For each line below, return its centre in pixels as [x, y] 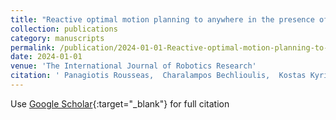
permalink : [33, 47]
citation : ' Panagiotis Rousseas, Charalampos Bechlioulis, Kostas [158, 76]
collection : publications [64, 29]
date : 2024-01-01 [46, 57]
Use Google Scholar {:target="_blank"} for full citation [120, 103]
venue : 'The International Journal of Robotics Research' [133, 66]
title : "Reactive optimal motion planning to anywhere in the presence [162, 19]
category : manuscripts [57, 38]
